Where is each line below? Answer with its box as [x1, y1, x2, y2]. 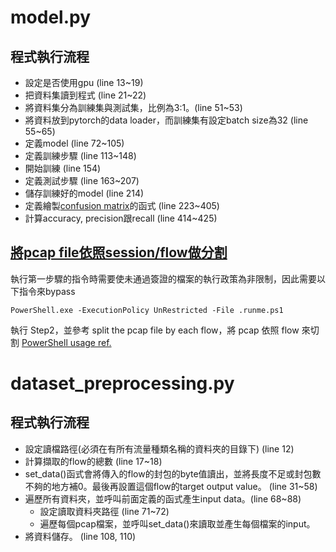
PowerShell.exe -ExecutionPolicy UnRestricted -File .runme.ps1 [10, 305, 284, 315]
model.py [10, 6, 91, 29]
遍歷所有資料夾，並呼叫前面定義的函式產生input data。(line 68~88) [24, 492, 302, 505]
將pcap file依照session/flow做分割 [10, 244, 228, 261]
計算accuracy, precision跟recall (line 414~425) [24, 212, 218, 224]
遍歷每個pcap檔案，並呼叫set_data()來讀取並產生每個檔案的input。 [39, 517, 316, 530]
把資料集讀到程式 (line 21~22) [24, 89, 147, 101]
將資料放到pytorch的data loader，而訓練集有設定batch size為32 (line [24, 114, 309, 126]
